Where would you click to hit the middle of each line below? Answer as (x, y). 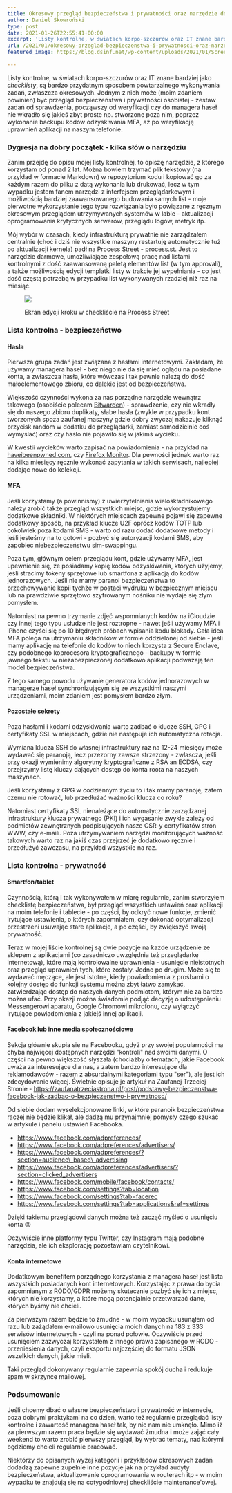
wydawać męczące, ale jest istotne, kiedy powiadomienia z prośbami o (108, 976)
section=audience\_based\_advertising (72, 1160)
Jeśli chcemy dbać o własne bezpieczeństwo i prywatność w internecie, (110, 1410)
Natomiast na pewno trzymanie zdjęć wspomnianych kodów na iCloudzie (111, 615)
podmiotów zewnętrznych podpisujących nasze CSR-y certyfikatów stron (112, 825)
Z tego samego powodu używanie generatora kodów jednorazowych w (108, 680)
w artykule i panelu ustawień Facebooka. (66, 1124)
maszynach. (25, 777)
